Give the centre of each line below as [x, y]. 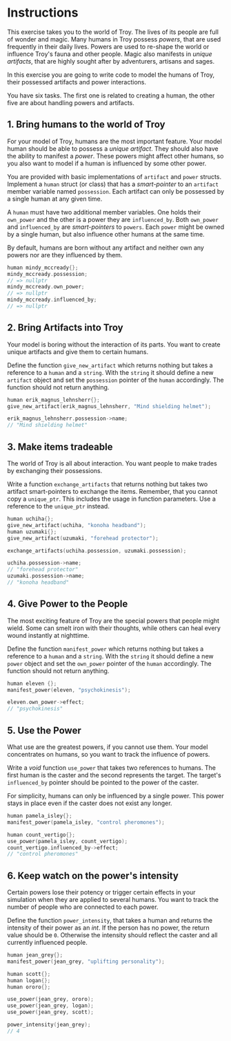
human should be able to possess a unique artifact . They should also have [113, 148]
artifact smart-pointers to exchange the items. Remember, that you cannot [112, 491]
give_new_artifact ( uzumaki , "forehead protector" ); [83, 538]
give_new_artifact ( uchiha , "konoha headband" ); [77, 525]
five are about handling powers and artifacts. [71, 102]
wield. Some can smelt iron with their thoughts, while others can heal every [114, 628]
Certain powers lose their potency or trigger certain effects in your [101, 892]
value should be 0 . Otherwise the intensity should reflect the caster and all [113, 935]
